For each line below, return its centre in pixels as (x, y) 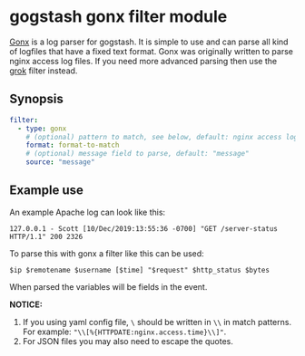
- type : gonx (42, 129)
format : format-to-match (73, 145)
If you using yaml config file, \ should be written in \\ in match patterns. (157, 322)
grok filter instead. (44, 71)
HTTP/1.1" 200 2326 (46, 236)
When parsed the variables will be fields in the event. (108, 286)
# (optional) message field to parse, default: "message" (138, 154)
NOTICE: (26, 304)
